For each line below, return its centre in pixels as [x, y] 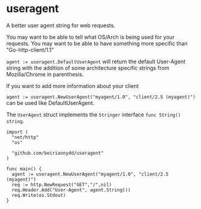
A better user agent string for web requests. [61, 25]
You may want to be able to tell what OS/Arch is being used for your [91, 37]
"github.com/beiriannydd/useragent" [58, 153]
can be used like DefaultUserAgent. [50, 103]
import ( [17, 132]
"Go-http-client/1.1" [30, 49]
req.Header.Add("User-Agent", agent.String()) [71, 190]
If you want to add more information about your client [72, 86]
